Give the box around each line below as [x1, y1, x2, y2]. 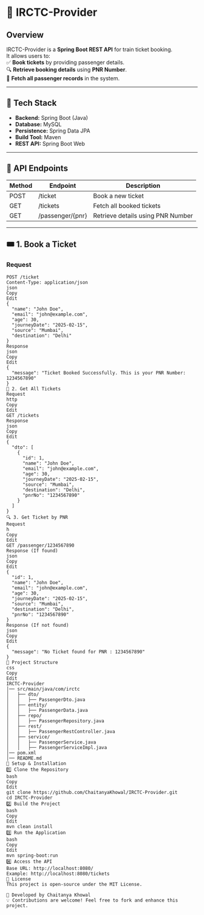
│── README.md [6, 755, 42, 762]
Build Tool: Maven [15, 133, 61, 140]
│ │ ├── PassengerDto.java [6, 697, 86, 703]
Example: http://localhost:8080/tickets [6, 871, 110, 877]
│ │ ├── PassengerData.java [6, 708, 88, 714]
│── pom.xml [6, 750, 36, 756]
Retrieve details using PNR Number [93, 211, 193, 219]
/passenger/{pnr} [38, 211, 87, 219]
